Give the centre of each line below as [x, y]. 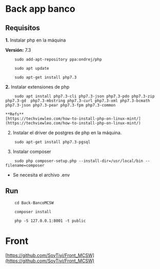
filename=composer [25, 165]
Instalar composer [32, 151]
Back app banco [40, 9]
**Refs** [15, 114]
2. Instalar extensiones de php [37, 87]
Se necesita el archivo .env [41, 175]
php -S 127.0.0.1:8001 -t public [50, 221]
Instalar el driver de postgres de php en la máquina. [67, 133]
